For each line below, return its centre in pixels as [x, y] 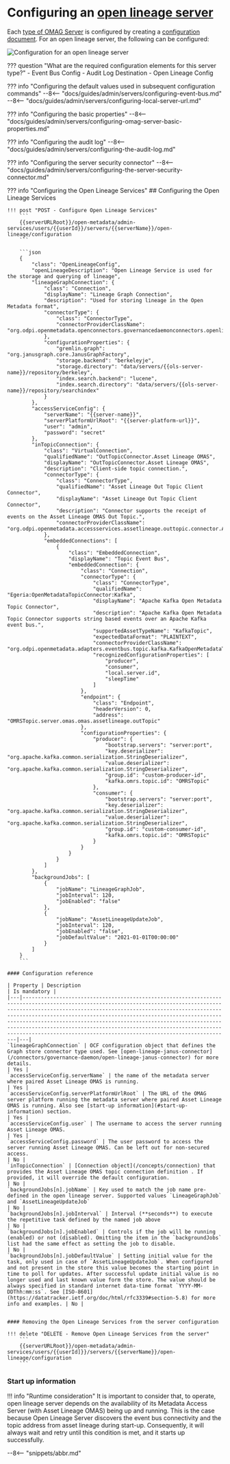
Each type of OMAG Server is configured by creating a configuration [104, 32]
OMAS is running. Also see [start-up [61, 1106]
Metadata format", [33, 306]
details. [20, 1063]
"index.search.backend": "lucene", [106, 378]
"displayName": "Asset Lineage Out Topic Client [126, 499]
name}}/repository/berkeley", [50, 372]
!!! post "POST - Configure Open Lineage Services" [82, 210]
